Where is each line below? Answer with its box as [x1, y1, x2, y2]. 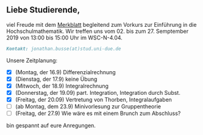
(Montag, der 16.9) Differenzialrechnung [15, 68, 116, 75]
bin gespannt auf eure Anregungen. [6, 122, 96, 130]
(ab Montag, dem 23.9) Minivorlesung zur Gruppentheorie [15, 103, 162, 110]
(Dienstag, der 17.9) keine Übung [15, 75, 98, 83]
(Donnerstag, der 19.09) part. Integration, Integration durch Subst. [15, 89, 181, 96]
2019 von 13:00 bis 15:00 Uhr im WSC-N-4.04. [6, 33, 123, 41]
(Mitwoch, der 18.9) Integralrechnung [15, 82, 109, 89]
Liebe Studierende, [6, 5, 80, 15]
